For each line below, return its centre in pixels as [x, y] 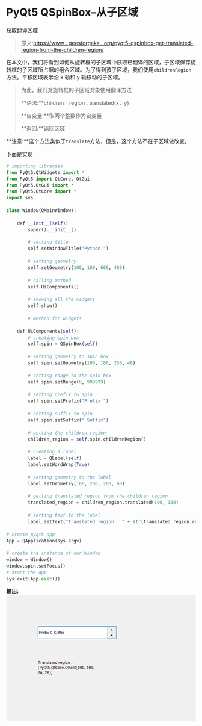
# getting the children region [67, 433]
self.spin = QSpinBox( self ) [63, 344]
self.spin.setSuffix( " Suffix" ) [69, 420]
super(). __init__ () [52, 229]
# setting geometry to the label [70, 477]
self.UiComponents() [54, 287]
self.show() [43, 306]
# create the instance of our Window [54, 554]
